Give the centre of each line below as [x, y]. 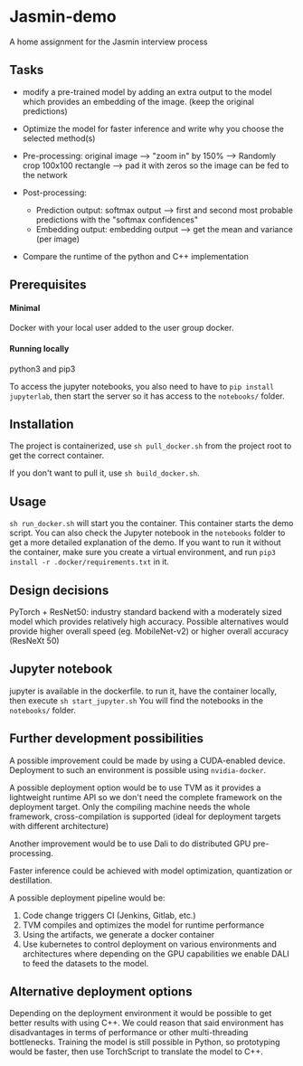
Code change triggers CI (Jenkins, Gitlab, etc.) [109, 915]
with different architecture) [59, 825]
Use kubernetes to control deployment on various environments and [150, 944]
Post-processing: [55, 193]
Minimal [25, 307]
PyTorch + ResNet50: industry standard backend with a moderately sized [146, 611]
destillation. [31, 880]
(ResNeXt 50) [35, 640]
